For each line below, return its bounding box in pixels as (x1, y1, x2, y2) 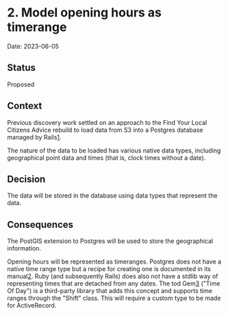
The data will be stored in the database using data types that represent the (7, 191, 218, 200)
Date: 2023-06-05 (7, 42, 60, 50)
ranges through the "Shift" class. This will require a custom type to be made (7, 294, 221, 303)
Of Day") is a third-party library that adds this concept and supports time (7, 287, 212, 295)
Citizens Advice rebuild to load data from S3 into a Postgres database (7, 126, 203, 134)
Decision (7, 173, 46, 185)
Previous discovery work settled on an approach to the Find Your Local (7, 118, 207, 126)
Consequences (7, 218, 74, 231)
